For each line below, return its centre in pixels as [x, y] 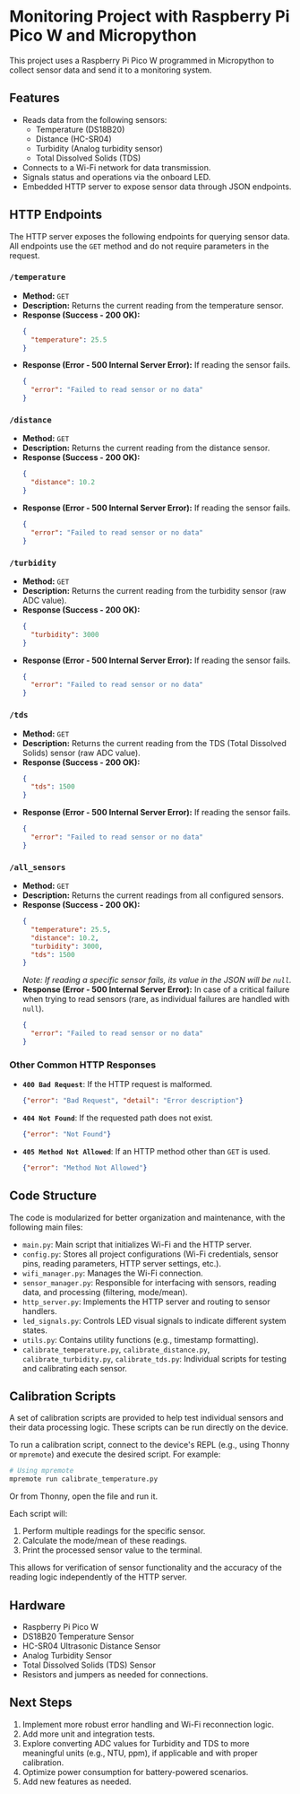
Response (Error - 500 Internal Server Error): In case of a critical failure [156, 989]
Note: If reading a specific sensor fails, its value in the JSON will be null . [157, 980]
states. [34, 1330]
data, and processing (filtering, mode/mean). [105, 1292]
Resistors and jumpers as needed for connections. [115, 1675]
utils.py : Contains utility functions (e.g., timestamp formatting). [140, 1339]
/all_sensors [38, 867]
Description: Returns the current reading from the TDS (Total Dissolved [154, 743]
